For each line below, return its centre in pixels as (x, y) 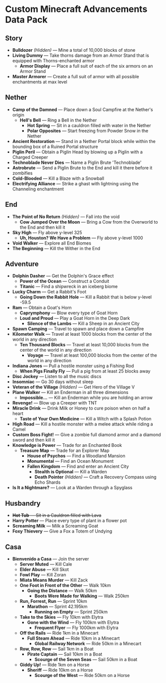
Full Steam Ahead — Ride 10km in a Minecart (73, 638)
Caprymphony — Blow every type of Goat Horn (69, 313)
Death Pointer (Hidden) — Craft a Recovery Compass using (96, 477)
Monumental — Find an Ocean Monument (70, 461)
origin (18, 115)
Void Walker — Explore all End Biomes (52, 243)
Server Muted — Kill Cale (46, 564)
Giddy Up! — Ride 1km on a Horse (55, 665)
